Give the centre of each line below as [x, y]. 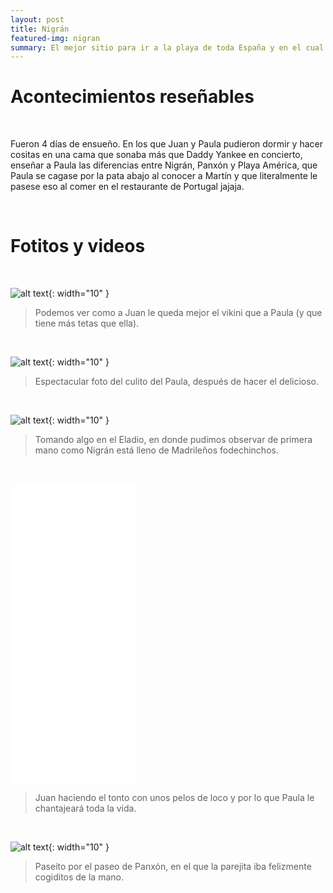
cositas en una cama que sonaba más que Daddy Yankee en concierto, [156, 155]
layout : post [37, 19]
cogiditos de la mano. [79, 877]
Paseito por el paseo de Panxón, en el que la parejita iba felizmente [173, 867]
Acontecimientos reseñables [132, 97]
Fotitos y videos [78, 246]
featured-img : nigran [55, 38]
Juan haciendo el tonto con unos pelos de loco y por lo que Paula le [174, 798]
